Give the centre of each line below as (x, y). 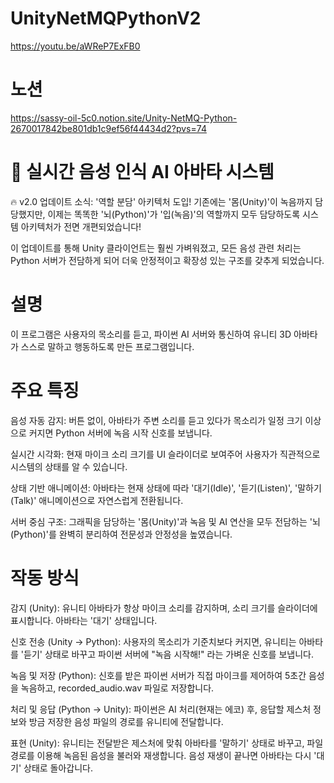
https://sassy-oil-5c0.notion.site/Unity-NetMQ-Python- (124, 118)
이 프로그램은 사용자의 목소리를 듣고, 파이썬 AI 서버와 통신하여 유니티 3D (151, 334)
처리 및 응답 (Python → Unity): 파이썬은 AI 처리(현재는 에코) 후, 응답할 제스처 (161, 709)
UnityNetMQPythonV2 (106, 18)
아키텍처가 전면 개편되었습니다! (81, 226)
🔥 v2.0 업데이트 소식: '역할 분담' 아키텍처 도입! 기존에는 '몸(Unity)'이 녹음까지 (161, 201)
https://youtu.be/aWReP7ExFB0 (75, 46)
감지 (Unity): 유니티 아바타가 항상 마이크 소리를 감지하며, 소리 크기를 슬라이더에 (164, 608)
